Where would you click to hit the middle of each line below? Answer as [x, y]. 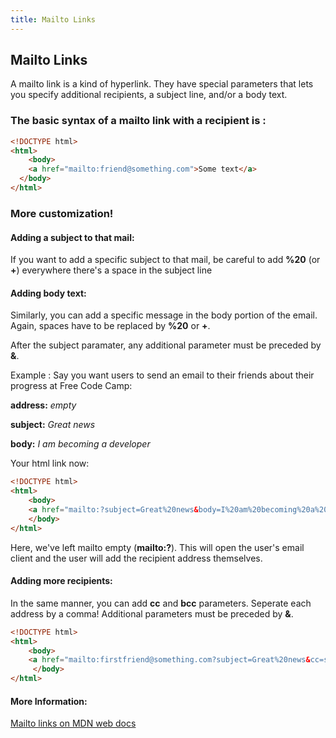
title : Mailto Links [53, 19]
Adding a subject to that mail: [72, 237]
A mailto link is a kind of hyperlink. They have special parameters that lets [162, 84]
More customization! [62, 213]
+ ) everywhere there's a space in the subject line [111, 270]
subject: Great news [53, 425]
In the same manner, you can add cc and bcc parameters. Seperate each [161, 603]
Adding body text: [48, 293]
